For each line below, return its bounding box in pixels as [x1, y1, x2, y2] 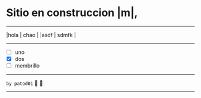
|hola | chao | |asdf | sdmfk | [6, 31, 77, 38]
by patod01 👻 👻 [6, 79, 43, 87]
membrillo [14, 62, 40, 69]
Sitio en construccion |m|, [6, 6, 138, 20]
